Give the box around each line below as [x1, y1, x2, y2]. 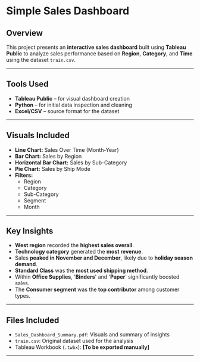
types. [14, 292, 31, 299]
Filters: [14, 171, 33, 179]
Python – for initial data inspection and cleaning [14, 101, 133, 108]
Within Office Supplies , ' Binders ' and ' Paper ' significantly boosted [14, 273, 180, 280]
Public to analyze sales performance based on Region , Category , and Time [6, 50, 193, 57]
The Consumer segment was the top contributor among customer [14, 286, 180, 293]
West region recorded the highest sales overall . [14, 242, 134, 249]
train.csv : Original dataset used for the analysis [14, 338, 134, 345]
